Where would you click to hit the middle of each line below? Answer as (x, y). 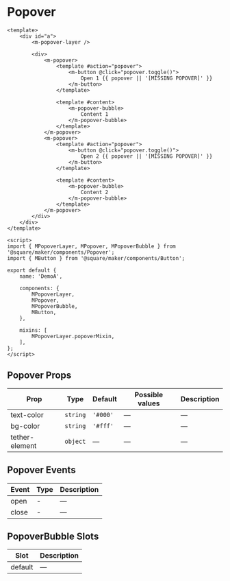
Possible (149, 394)
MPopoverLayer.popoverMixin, (73, 336)
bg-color (25, 426)
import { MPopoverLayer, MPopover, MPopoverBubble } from (91, 246)
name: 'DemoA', (41, 276)
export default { (32, 270)
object (75, 441)
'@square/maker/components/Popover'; (61, 252)
